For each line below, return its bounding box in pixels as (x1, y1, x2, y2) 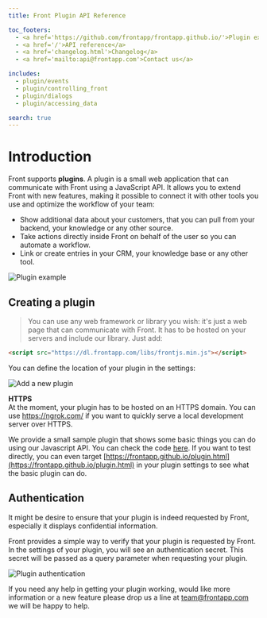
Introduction (8, 148, 92, 166)
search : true (8, 114, 52, 122)
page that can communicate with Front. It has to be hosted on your (27, 325, 246, 334)
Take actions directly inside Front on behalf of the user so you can (19, 232, 237, 241)
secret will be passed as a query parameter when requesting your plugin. (8, 553, 248, 562)
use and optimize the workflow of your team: (8, 199, 155, 209)
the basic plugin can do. (8, 468, 87, 477)
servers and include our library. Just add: (27, 334, 163, 342)
